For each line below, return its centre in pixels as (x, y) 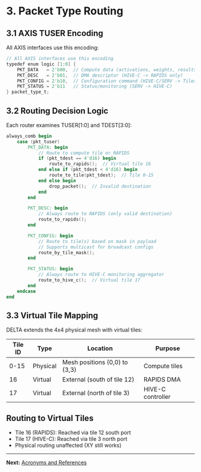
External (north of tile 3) (96, 393)
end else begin (57, 181)
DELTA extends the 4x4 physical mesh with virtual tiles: (74, 330)
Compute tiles (163, 366)
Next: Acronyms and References (46, 462)
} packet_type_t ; (28, 92)
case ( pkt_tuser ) (39, 142)
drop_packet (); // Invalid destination (100, 186)
